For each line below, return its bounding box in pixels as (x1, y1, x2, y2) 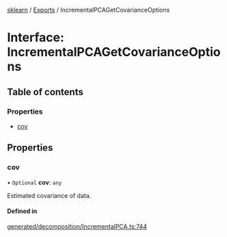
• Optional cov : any (7, 178, 62, 186)
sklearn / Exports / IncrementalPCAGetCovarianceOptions (7, 6, 170, 14)
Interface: (7, 30, 65, 45)
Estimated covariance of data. (7, 191, 92, 199)
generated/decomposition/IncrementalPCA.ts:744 (7, 222, 147, 230)
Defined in (7, 207, 38, 215)
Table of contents (7, 86, 83, 98)
